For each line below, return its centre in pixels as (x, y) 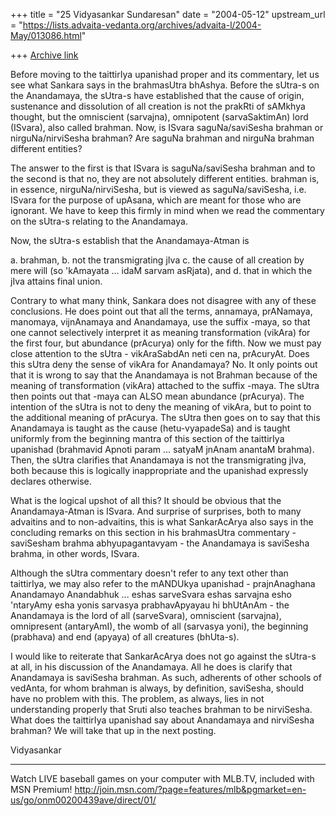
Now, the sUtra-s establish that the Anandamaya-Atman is (130, 240)
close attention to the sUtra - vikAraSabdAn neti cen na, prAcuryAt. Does (160, 353)
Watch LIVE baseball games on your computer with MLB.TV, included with (162, 778)
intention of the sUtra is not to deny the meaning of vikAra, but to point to (161, 407)
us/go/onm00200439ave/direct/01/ (83, 800)
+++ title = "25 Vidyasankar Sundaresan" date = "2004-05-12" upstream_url (168, 14)
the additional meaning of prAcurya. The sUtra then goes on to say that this (165, 417)
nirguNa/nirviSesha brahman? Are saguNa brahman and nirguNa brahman (162, 138)
